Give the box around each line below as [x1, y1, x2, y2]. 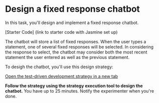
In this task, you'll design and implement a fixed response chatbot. [5, 20, 139, 26]
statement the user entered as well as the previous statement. [5, 54, 130, 60]
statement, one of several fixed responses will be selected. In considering [5, 44, 154, 50]
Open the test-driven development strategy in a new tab [5, 73, 118, 79]
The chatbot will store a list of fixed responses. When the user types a [5, 38, 146, 45]
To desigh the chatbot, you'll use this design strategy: [5, 64, 114, 70]
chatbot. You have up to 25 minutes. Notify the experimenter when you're [5, 88, 154, 94]
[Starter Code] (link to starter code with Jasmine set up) [5, 29, 118, 35]
